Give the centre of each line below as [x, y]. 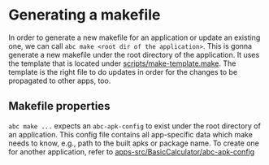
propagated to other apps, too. [60, 80]
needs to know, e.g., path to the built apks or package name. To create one [134, 143]
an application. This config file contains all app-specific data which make [131, 134]
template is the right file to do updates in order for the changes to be [123, 72]
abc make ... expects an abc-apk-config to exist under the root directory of [135, 126]
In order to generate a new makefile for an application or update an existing [134, 37]
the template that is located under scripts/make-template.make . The [122, 63]
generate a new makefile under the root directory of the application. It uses [134, 54]
